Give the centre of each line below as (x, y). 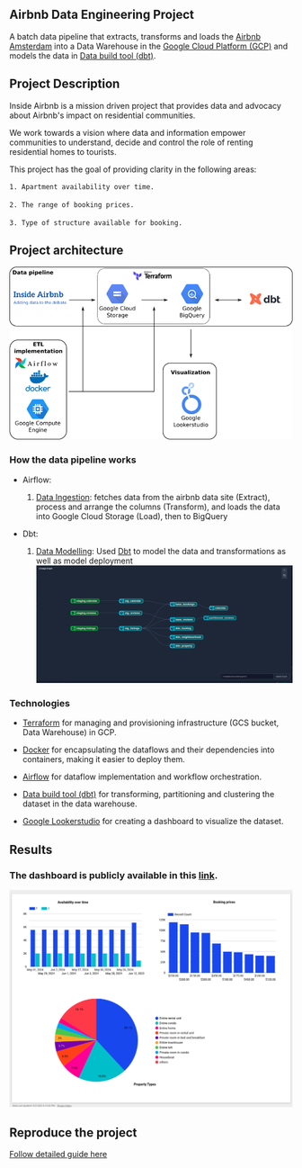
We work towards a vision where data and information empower (128, 132)
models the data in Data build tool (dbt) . (83, 55)
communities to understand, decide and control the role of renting (131, 142)
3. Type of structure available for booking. (96, 223)
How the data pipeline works (73, 460)
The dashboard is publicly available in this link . (114, 875)
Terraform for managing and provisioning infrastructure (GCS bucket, (151, 723)
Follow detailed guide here (58, 1155)
